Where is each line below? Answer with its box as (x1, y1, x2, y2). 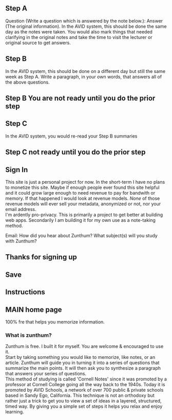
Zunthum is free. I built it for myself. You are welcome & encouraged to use (5, 343, 164, 350)
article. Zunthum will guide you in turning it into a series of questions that (5, 359, 160, 366)
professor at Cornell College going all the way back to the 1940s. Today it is (5, 381, 165, 388)
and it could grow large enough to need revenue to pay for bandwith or (5, 190, 156, 196)
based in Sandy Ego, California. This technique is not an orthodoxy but (5, 392, 155, 398)
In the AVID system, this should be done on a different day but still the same (5, 68, 166, 74)
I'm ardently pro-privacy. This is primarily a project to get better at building (5, 212, 163, 218)
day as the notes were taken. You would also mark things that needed (5, 28, 153, 35)
